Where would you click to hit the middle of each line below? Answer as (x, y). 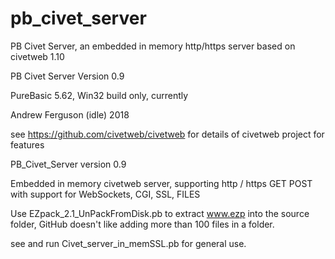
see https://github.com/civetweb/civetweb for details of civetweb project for (167, 134)
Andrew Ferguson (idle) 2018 (70, 114)
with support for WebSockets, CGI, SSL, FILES (105, 194)
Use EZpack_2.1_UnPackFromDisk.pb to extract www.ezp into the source (160, 213)
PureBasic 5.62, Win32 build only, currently (99, 95)
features (27, 144)
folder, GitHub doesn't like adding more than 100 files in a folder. (142, 224)
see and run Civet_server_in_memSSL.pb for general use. (128, 243)
